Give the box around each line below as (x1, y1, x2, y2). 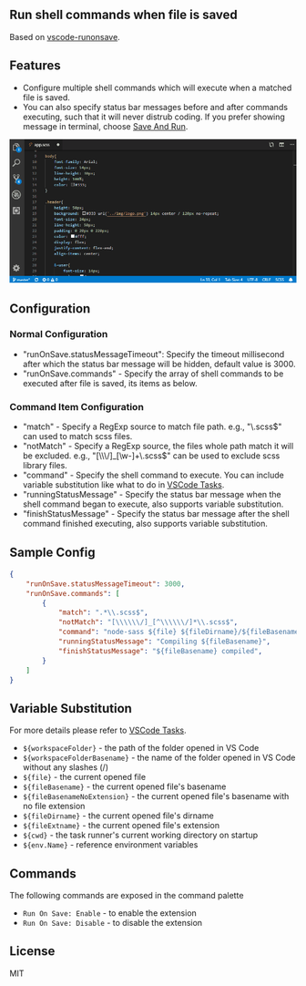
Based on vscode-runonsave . (9, 31, 120, 42)
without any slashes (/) (22, 762, 109, 773)
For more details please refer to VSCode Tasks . (9, 724, 187, 736)
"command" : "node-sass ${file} (57, 628, 178, 637)
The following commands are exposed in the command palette (9, 890, 244, 901)
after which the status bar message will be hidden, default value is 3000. (22, 358, 296, 369)
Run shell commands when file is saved (9, 7, 239, 23)
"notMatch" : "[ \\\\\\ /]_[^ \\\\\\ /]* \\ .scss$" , (57, 618, 239, 627)
